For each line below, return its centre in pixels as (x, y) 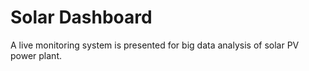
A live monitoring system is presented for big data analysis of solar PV (155, 45)
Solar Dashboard (81, 17)
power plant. (36, 55)
